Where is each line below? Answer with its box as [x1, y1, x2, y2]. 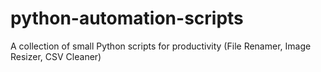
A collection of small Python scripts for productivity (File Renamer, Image [10, 40, 312, 52]
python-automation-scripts [10, 7, 244, 30]
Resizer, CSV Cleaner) [10, 50, 102, 62]
